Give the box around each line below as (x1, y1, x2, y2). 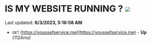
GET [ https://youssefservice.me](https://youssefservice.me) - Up (12, 29, 147, 35)
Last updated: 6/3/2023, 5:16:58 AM (5, 19, 83, 25)
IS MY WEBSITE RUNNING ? (5, 3, 124, 14)
